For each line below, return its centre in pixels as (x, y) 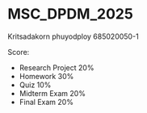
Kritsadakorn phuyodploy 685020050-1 (73, 36)
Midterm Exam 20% (52, 93)
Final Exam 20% (46, 102)
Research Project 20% (57, 67)
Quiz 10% (35, 85)
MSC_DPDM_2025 (71, 14)
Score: (19, 52)
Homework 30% (46, 76)
